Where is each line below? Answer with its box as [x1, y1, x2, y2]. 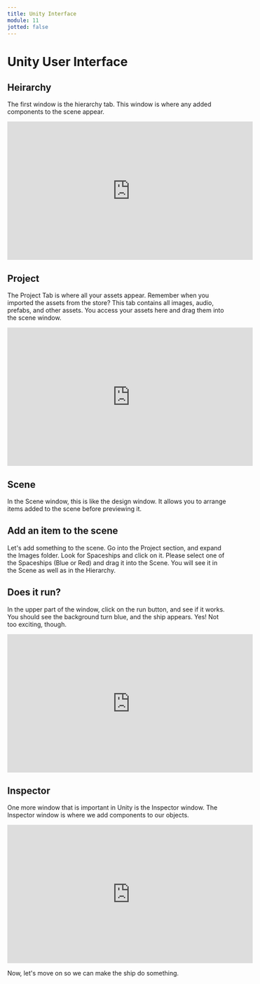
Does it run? [7, 586, 62, 598]
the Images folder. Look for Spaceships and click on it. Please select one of [7, 551, 225, 559]
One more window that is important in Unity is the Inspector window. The [7, 803, 218, 812]
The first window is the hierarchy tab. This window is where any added [7, 100, 212, 109]
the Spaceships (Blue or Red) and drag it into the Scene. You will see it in [7, 558, 218, 567]
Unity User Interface [7, 53, 128, 70]
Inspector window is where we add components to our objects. [7, 811, 189, 820]
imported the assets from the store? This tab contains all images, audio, [7, 299, 214, 307]
